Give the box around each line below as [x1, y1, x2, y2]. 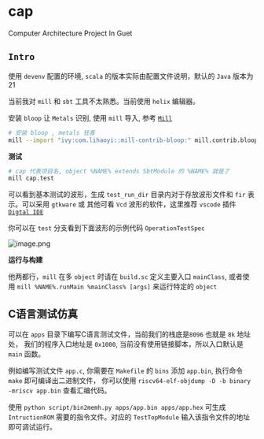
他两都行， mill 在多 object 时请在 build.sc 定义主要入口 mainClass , [8, 272, 227, 281]
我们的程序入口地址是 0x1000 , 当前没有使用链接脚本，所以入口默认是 [23, 340, 244, 349]
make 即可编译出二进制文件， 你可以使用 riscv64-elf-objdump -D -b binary [8, 376, 251, 385]
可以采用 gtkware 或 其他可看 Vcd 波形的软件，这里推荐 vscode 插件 [21, 199, 237, 209]
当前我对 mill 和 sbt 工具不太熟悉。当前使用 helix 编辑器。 [8, 96, 200, 106]
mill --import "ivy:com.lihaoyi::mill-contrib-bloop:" [8, 136, 192, 144]
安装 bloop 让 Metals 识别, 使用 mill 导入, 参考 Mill [8, 113, 173, 122]
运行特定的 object [159, 282, 218, 292]
